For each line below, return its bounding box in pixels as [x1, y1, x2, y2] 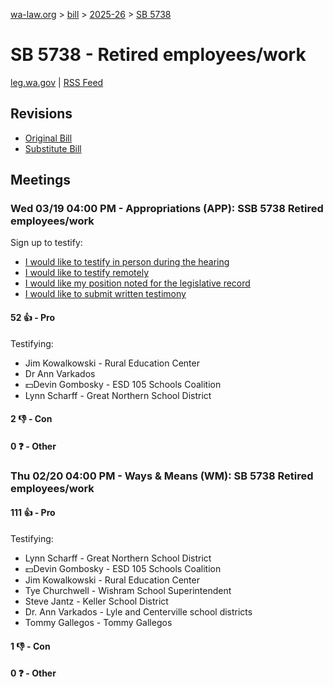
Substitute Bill [24, 142, 82, 154]
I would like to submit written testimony [24, 288, 187, 300]
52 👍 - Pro [10, 312, 56, 324]
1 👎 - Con [10, 640, 51, 652]
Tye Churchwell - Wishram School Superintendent [24, 584, 232, 596]
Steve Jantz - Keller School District [24, 595, 169, 607]
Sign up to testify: [10, 237, 83, 249]
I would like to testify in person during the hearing [24, 256, 230, 268]
